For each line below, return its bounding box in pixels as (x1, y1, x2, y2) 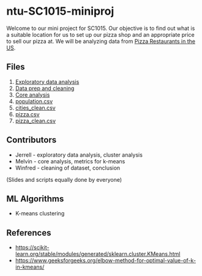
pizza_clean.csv (15, 117, 56, 124)
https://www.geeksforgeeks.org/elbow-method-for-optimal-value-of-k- (15, 257, 196, 264)
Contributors (6, 135, 57, 145)
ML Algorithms (6, 193, 64, 204)
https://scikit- (15, 244, 50, 252)
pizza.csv (15, 110, 40, 117)
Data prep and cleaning (15, 84, 75, 92)
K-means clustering (15, 210, 65, 217)
